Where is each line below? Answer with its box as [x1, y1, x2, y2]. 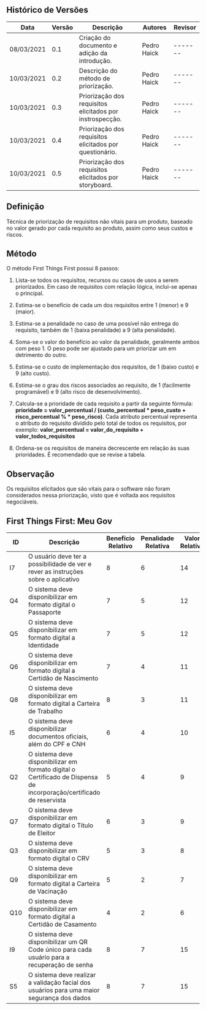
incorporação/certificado [28, 788, 101, 797]
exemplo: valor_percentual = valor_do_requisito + [15, 426, 144, 434]
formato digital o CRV [28, 854, 90, 863]
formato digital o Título [28, 821, 94, 830]
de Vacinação [28, 887, 67, 896]
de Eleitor [28, 829, 56, 838]
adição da [78, 48, 108, 57]
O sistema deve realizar [28, 971, 96, 979]
